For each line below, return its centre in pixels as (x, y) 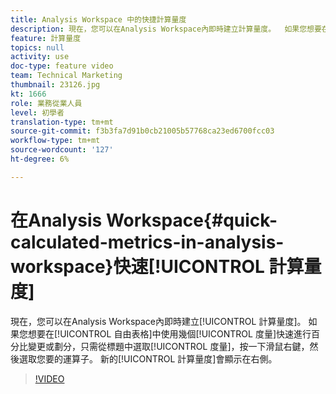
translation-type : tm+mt (62, 122)
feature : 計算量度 (46, 38)
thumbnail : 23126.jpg (55, 85)
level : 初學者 (37, 112)
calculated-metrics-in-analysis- (147, 242)
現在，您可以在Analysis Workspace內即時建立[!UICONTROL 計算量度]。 (158, 321)
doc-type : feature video (62, 66)
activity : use (40, 57)
